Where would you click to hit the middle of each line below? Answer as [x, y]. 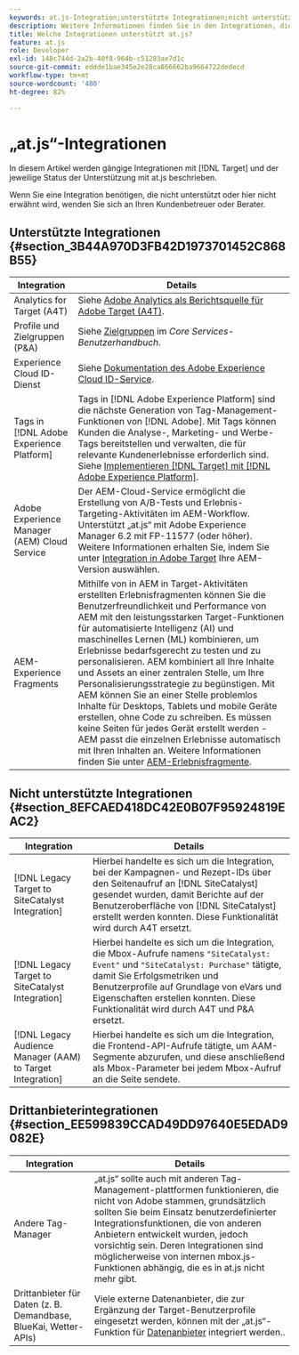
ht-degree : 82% [37, 92]
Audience [34, 1046]
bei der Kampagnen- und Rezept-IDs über [182, 873]
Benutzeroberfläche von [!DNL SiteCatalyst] [184, 906]
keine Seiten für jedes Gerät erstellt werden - [173, 729]
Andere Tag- [41, 1222]
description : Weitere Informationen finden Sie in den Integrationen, [143, 26]
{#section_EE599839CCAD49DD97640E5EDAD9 [149, 1125]
